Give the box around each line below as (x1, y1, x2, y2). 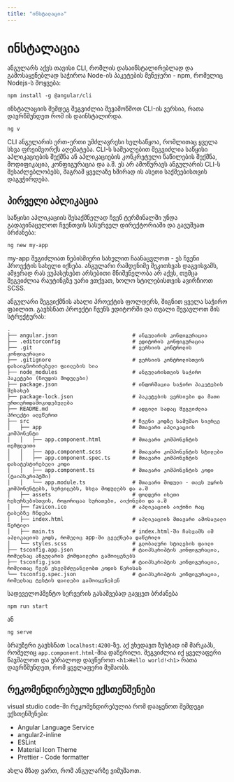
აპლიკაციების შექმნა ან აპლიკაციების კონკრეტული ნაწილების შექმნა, (7, 152, 218, 161)
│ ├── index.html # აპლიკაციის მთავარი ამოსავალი (7, 516, 227, 523)
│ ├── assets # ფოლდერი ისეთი (7, 491, 180, 498)
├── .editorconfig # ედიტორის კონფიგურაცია (7, 338, 205, 345)
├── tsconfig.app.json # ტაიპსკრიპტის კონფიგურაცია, (7, 547, 220, 554)
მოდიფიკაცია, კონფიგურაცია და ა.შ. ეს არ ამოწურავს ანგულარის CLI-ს (7, 160, 221, 168)
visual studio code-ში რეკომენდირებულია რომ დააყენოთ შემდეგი (7, 702, 205, 711)
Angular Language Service (17, 723, 94, 732)
